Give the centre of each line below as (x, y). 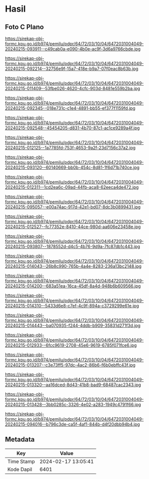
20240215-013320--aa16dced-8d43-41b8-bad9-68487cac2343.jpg (73, 385)
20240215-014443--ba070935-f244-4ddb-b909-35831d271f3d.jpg (73, 325)
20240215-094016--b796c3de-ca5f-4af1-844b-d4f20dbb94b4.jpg (73, 424)
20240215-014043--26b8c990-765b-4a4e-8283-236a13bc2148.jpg (73, 266)
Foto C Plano (24, 27)
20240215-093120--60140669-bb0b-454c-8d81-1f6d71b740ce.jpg (72, 167)
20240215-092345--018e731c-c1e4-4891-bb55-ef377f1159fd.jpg (70, 108)
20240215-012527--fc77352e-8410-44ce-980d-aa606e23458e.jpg (73, 227)
